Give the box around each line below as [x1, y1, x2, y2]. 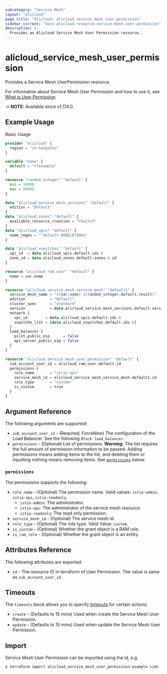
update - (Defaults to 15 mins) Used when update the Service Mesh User [12, 622, 161, 628]
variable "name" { [5, 159, 43, 164]
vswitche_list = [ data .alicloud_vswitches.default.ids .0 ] [14, 320, 137, 325]
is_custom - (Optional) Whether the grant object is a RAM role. [12, 526, 140, 532]
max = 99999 [9, 186, 35, 192]
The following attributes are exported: [5, 559, 83, 565]
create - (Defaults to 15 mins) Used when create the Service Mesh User [12, 611, 159, 617]
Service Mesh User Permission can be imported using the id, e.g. [5, 655, 139, 661]
